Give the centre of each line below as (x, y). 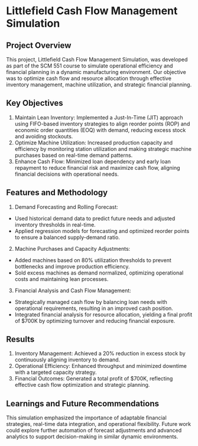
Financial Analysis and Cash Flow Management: (73, 290)
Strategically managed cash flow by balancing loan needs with (91, 302)
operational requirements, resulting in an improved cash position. (94, 308)
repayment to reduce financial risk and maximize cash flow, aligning (97, 167)
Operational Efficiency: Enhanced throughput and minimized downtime (101, 366)
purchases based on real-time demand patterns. (74, 155)
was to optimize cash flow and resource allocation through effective (89, 78)
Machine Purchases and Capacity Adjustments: (72, 248)
